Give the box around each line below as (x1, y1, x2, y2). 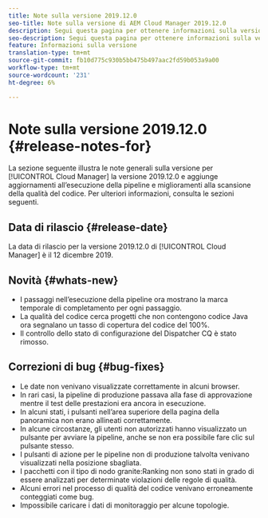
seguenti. (8, 197, 39, 207)
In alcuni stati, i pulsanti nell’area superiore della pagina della (19, 407, 219, 416)
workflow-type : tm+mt (8, 64, 81, 72)
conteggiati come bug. (19, 492, 94, 501)
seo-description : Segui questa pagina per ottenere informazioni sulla (8, 34, 251, 42)
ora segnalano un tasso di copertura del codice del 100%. (19, 321, 210, 330)
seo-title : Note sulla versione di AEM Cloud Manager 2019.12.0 (8, 19, 227, 27)
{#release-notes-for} (8, 137, 152, 155)
